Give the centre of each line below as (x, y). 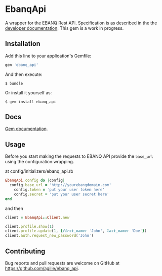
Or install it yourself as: (28, 92)
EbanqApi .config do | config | (35, 180)
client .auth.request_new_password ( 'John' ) (49, 236)
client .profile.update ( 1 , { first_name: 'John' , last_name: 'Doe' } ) (76, 231)
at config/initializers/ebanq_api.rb (39, 171)
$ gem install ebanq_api (31, 102)
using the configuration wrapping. (40, 162)
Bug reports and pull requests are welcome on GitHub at (62, 263)
